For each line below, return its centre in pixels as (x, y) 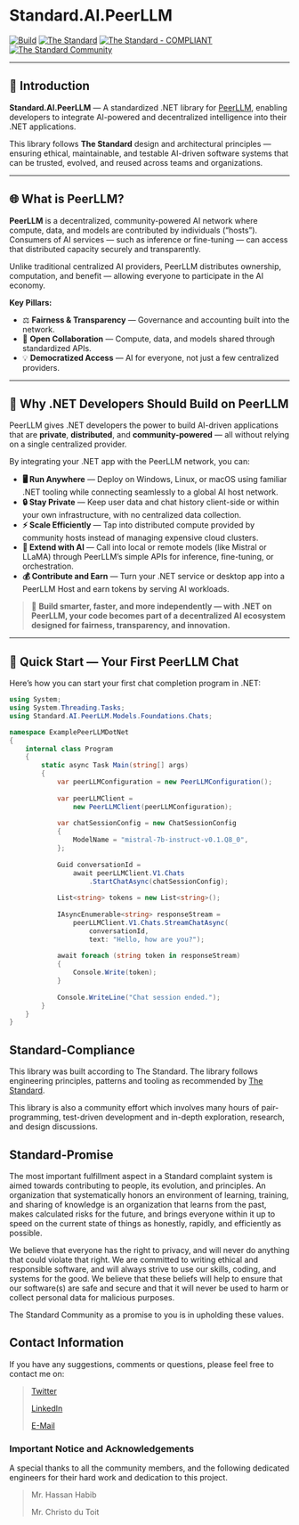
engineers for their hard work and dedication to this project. (119, 1478)
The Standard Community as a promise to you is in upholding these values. (147, 1315)
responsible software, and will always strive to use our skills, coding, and (143, 1269)
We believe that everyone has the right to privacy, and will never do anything (149, 1250)
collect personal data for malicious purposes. (92, 1297)
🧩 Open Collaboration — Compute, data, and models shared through (149, 339)
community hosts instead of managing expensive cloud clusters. (140, 538)
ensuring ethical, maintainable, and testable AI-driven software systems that (149, 153)
